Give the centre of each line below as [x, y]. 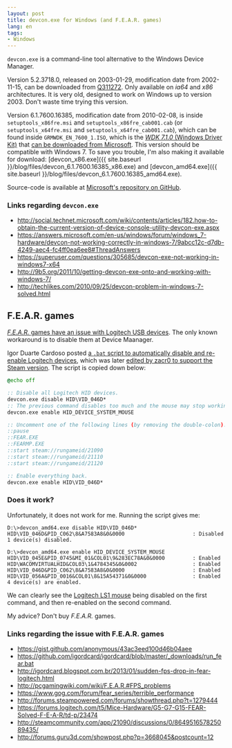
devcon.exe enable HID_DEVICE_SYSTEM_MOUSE [71, 412]
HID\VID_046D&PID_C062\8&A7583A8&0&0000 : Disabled [116, 533]
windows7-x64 [38, 264]
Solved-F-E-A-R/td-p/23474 [57, 715]
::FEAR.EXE [23, 438]
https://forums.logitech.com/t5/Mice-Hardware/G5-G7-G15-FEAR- [112, 708]
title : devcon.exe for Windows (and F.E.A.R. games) [85, 20]
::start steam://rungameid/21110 [55, 457]
